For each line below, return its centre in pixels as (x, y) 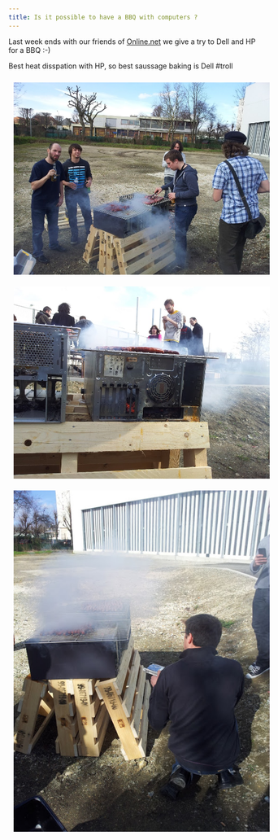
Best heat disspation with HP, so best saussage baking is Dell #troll (121, 66)
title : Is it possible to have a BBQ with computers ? (103, 17)
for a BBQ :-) (30, 50)
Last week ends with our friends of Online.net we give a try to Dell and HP (132, 42)
